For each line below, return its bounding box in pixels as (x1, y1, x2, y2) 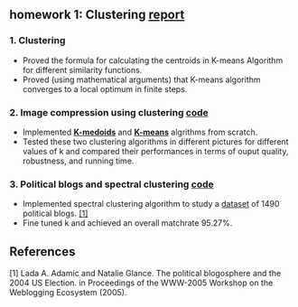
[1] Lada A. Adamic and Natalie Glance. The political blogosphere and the (9, 268, 282, 279)
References (9, 244, 76, 259)
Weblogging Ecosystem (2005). (9, 287, 127, 298)
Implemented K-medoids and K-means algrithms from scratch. (22, 126, 258, 137)
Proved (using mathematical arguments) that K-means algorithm (22, 74, 261, 85)
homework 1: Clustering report (9, 7, 185, 23)
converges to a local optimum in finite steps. (22, 83, 188, 94)
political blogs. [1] (22, 208, 88, 219)
